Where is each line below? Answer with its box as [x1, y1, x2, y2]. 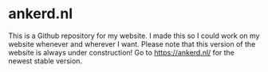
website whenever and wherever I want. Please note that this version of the [8, 39, 256, 48]
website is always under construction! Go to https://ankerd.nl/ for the [8, 47, 235, 57]
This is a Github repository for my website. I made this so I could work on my [8, 31, 260, 40]
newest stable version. [8, 56, 82, 66]
